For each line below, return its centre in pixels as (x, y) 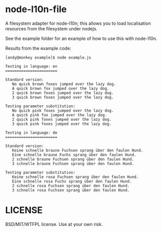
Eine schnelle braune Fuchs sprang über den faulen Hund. (74, 155)
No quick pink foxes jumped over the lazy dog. (63, 110)
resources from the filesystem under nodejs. (51, 28)
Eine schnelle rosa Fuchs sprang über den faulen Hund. (72, 181)
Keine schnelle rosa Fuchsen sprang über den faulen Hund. (75, 177)
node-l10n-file (36, 9)
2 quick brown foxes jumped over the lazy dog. (63, 93)
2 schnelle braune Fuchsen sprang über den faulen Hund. (73, 159)
